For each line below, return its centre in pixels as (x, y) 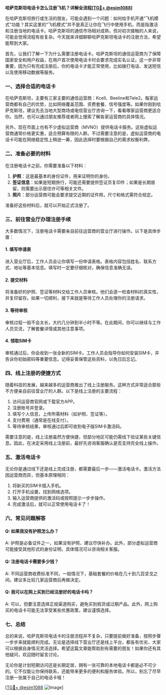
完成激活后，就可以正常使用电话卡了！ (51, 504)
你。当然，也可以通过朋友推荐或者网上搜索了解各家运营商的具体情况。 (77, 117)
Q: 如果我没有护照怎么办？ (32, 531)
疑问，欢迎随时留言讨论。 (35, 655)
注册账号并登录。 (30, 408)
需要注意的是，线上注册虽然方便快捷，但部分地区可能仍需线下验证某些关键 (81, 437)
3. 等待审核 (17, 310)
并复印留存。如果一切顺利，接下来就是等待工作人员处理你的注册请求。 (77, 298)
